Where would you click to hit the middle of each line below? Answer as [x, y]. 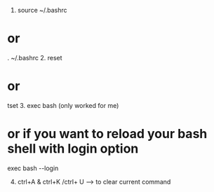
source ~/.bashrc [42, 10]
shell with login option [73, 149]
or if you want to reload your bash [107, 134]
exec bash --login [33, 168]
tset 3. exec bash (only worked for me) [63, 105]
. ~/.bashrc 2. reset [35, 57]
